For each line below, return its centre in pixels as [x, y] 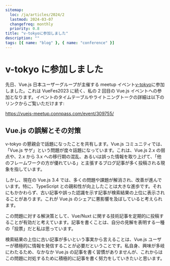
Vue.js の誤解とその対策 [43, 131]
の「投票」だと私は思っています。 [41, 229]
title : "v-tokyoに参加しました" [37, 33]
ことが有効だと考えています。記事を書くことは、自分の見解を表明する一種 [87, 222]
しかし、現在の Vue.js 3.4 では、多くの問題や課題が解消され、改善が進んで [84, 180]
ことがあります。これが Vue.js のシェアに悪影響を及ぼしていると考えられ [86, 199]
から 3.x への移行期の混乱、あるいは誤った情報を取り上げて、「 [92, 156]
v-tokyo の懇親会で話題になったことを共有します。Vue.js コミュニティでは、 [85, 144]
